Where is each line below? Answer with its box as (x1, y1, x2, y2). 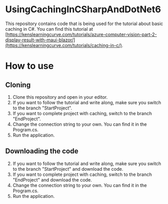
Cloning (5, 80, 31, 89)
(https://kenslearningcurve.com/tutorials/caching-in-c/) (5, 42, 122, 48)
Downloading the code (5, 147, 79, 155)
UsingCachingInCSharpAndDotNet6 (5, 4, 161, 15)
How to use (5, 60, 54, 72)
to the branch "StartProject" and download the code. (12, 166, 124, 172)
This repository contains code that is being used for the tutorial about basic (5, 20, 163, 27)
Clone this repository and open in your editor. (12, 94, 108, 100)
